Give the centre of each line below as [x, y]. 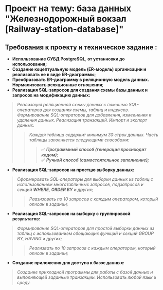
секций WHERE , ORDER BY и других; [55, 190]
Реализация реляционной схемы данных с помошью [72, 105]
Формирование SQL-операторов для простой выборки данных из [86, 228]
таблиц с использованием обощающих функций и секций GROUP [85, 233]
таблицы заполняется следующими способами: [79, 140]
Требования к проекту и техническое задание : [81, 47]
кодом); [50, 155]
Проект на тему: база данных [68, 9]
